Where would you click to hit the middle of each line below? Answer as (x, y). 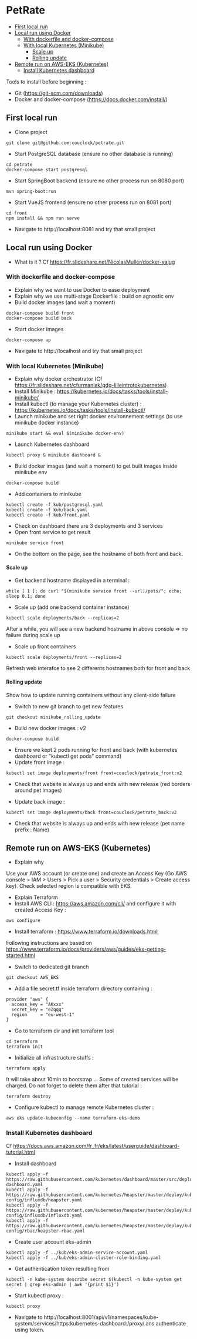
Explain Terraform (36, 897)
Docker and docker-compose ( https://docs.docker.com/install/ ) (91, 99)
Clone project (31, 132)
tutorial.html (21, 1152)
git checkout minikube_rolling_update (53, 717)
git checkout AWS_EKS (33, 978)
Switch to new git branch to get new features (69, 706)
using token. (30, 1330)
